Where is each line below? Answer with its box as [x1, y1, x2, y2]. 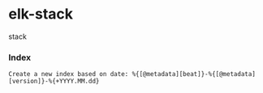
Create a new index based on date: [8, 70, 129, 78]
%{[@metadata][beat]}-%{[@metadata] [131, 70, 256, 78]
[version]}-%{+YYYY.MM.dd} [8, 78, 100, 86]
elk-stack [8, 5, 74, 23]
